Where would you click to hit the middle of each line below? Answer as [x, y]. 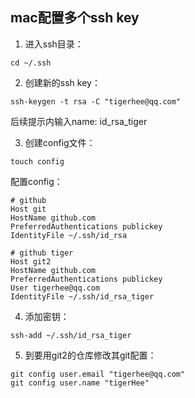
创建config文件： [60, 142]
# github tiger [42, 253]
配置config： [36, 181]
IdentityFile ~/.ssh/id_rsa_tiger [82, 296]
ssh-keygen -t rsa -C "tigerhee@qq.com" [96, 101]
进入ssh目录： [54, 44]
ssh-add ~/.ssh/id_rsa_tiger [71, 335]
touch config [37, 161]
